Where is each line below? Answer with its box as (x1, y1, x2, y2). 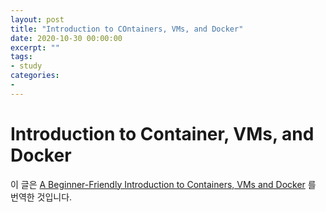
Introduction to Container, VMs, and (10, 122, 315, 145)
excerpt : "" (10, 42, 60, 53)
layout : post (10, 14, 65, 25)
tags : (10, 52, 33, 62)
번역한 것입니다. (10, 191, 73, 203)
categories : (10, 71, 60, 81)
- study (10, 61, 43, 71)
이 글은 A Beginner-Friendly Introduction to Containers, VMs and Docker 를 (10, 178, 317, 190)
